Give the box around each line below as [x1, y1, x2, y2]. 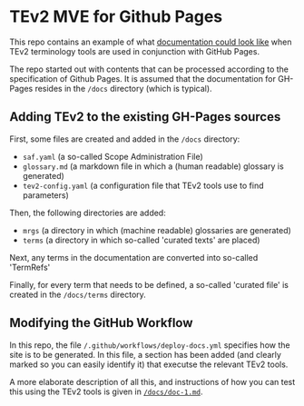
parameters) [22, 189, 70, 201]
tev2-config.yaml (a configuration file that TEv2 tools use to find [22, 180, 264, 191]
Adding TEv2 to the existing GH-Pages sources [9, 109, 281, 124]
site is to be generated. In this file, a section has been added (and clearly [9, 349, 281, 360]
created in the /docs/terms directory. [9, 289, 147, 300]
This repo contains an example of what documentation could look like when [9, 36, 292, 47]
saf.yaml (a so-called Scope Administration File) [22, 151, 204, 162]
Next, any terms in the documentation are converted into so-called [9, 252, 259, 262]
